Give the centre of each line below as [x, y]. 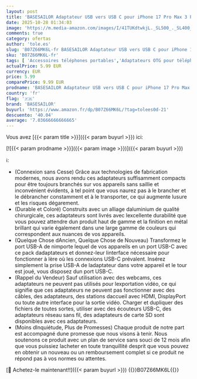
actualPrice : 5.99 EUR [34, 66]
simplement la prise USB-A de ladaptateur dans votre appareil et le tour [101, 265]
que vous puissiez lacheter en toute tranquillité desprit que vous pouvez [101, 346]
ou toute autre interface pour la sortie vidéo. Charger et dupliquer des [99, 303]
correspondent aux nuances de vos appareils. [70, 234]
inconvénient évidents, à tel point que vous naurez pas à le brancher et [100, 190]
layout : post [22, 11]
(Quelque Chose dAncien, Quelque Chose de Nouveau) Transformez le [100, 240]
